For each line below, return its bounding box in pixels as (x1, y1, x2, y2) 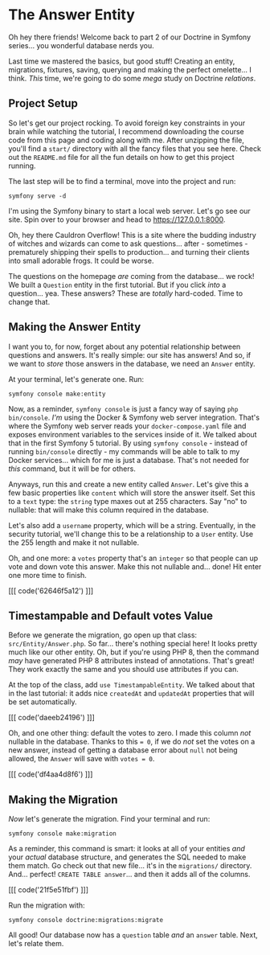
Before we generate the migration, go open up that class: (8, 630, 198, 640)
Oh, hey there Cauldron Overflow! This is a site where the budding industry (8, 230, 257, 240)
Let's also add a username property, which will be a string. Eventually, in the (8, 520, 256, 530)
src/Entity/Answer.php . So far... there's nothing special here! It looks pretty (8, 639, 258, 649)
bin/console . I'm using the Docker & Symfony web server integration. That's (8, 412, 260, 422)
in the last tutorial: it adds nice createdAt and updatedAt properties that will (8, 689, 255, 699)
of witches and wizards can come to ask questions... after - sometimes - (8, 239, 248, 248)
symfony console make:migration (8, 830, 117, 838)
